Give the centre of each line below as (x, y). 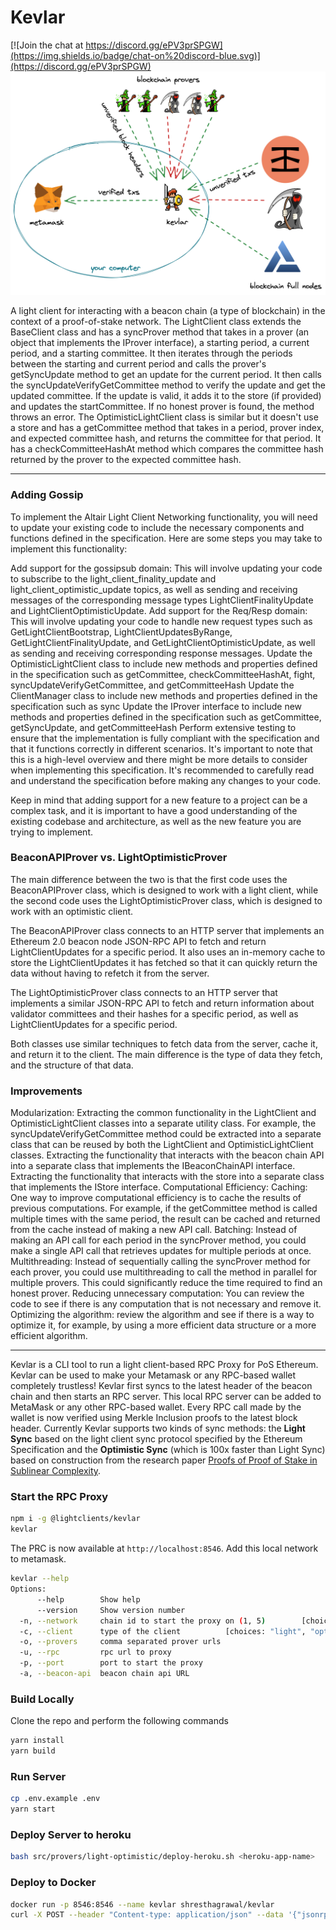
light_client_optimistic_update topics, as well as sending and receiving (154, 589)
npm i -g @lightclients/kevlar (75, 1519)
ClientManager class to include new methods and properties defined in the (164, 695)
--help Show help (88, 1599)
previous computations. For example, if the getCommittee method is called (164, 1208)
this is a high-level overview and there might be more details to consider (159, 759)
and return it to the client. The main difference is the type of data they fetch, (166, 1054)
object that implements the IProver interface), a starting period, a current (160, 343)
